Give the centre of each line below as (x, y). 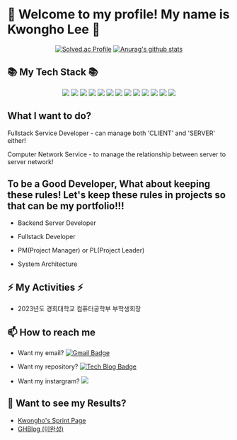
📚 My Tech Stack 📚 (53, 73)
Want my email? (41, 353)
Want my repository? (48, 366)
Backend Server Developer (57, 223)
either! (17, 140)
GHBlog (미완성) (40, 429)
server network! (31, 161)
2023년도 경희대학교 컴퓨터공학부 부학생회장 (79, 309)
